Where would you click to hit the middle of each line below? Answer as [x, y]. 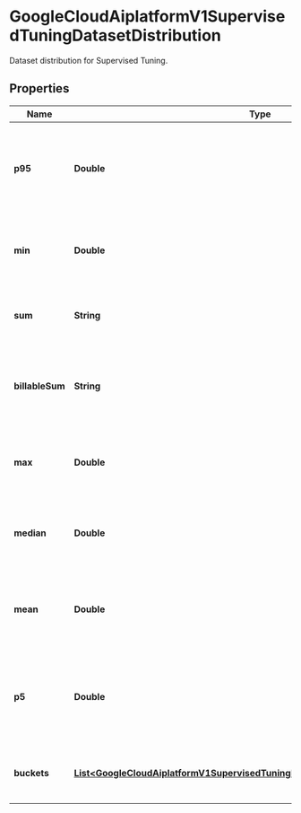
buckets [31, 773]
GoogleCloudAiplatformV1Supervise [147, 17]
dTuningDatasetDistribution [116, 35]
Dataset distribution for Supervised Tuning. [89, 60]
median [30, 533]
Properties [39, 88]
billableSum [39, 386]
